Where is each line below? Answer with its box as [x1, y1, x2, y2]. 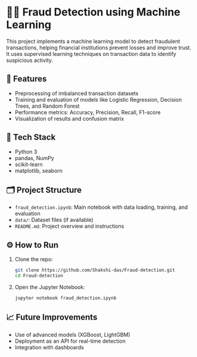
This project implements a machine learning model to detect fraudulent [6, 37, 180, 45]
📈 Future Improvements [6, 312, 98, 322]
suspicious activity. [6, 57, 54, 64]
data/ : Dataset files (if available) [14, 217, 94, 224]
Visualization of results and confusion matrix [14, 115, 124, 122]
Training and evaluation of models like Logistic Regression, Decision [14, 96, 182, 103]
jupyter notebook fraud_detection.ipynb [14, 295, 117, 301]
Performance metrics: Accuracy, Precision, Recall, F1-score [14, 108, 161, 115]
